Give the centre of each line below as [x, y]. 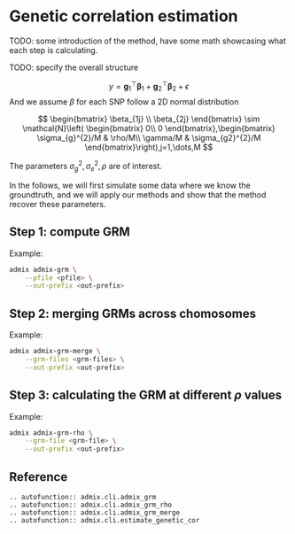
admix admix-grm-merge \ [55, 352]
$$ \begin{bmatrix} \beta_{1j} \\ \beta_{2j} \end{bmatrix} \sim [149, 119]
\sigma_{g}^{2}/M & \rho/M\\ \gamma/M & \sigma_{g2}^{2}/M [149, 138]
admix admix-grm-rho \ [51, 433]
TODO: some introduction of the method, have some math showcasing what [147, 41]
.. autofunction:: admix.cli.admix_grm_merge [94, 512]
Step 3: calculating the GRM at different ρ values [146, 395]
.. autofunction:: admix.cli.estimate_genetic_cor [105, 520]
